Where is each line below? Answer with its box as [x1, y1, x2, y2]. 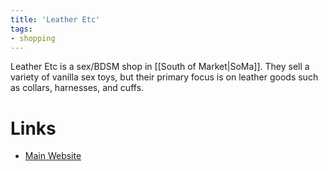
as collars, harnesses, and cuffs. [10, 82, 145, 94]
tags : [10, 24, 33, 34]
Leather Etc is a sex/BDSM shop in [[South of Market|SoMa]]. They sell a [10, 61, 310, 73]
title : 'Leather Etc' [10, 14, 101, 25]
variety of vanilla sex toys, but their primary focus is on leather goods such [10, 71, 319, 83]
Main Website [24, 150, 82, 162]
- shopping [10, 33, 56, 43]
